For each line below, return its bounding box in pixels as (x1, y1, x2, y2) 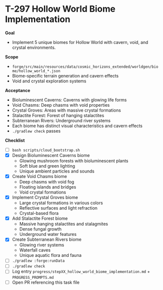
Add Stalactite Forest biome (12, 215, 68, 221)
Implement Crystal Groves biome (12, 194, 78, 200)
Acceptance (5, 87, 31, 93)
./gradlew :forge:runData (12, 258, 65, 264)
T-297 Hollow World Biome (5, 3, 116, 15)
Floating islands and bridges (19, 184, 76, 190)
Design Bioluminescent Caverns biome (12, 153, 90, 158)
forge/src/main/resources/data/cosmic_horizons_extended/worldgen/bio (12, 64, 159, 69)
